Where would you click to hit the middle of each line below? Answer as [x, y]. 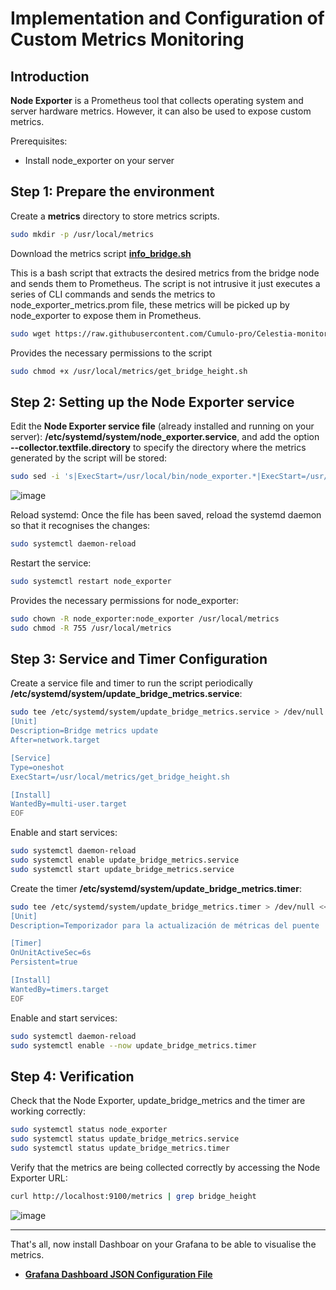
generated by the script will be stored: [89, 458]
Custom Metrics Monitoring [127, 39]
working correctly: [48, 1111]
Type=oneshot [37, 767]
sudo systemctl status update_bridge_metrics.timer [120, 1148]
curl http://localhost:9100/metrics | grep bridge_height [133, 1196]
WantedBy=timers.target [60, 989]
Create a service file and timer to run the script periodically [131, 683]
